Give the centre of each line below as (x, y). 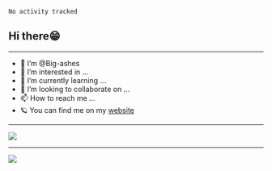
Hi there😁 (34, 36)
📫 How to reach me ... (57, 98)
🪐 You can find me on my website (77, 110)
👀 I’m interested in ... (54, 72)
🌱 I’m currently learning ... (63, 80)
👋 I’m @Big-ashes (50, 63)
